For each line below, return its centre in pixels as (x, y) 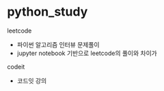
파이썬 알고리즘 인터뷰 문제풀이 (58, 44)
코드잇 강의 (32, 80)
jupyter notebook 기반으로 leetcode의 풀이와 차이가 (87, 53)
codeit (16, 67)
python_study (47, 12)
